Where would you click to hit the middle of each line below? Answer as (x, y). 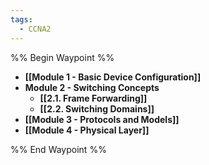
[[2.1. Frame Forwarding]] (93, 98)
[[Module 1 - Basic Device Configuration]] (113, 77)
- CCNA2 (35, 29)
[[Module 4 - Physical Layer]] (87, 130)
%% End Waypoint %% (58, 149)
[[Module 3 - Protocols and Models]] (102, 119)
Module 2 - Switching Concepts (92, 87)
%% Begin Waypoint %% (62, 57)
